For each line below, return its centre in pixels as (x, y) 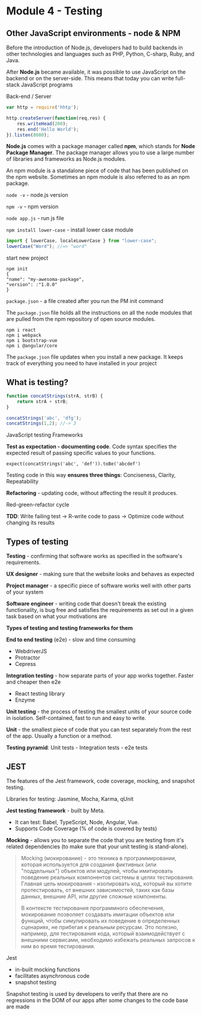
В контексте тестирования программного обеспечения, (93, 908)
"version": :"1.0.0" (32, 285)
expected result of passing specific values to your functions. (81, 453)
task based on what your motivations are (56, 617)
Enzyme (25, 700)
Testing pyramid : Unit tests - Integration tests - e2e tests (77, 747)
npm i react (21, 330)
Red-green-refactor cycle (38, 505)
